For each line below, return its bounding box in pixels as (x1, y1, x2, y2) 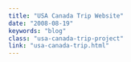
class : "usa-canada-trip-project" (8, 34, 125, 43)
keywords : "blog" (8, 27, 67, 35)
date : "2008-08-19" (8, 19, 74, 27)
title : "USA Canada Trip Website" (8, 11, 125, 20)
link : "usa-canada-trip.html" (8, 42, 110, 50)
